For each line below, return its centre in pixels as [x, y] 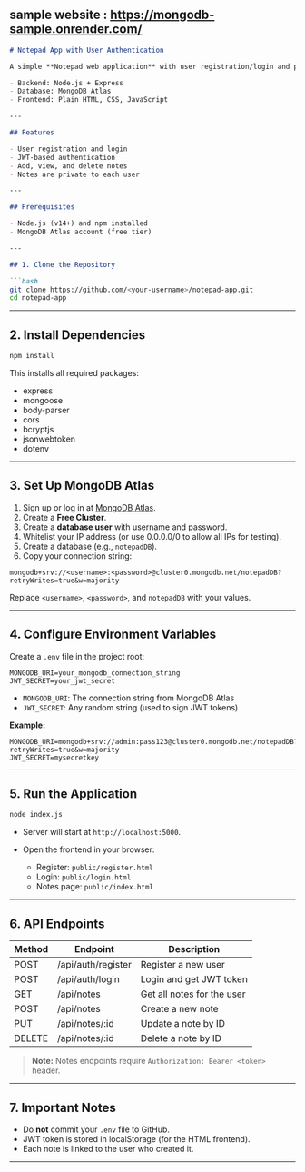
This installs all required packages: [74, 373]
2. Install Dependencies [78, 335]
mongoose [43, 400]
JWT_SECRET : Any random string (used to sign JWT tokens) [130, 707]
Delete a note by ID [181, 1038]
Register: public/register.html [94, 868]
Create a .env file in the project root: [77, 656]
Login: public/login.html [84, 877]
